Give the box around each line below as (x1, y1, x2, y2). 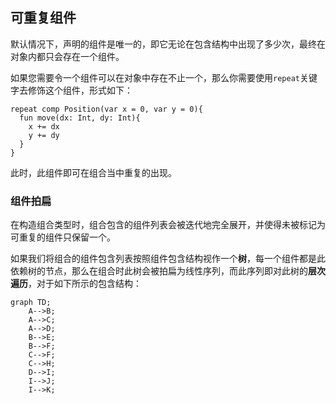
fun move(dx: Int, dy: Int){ (19, 113, 141, 123)
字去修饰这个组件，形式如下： (10, 84, 133, 96)
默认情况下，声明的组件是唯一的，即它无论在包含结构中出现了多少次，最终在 (10, 38, 326, 50)
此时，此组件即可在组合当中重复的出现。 (10, 166, 177, 178)
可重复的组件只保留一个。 (10, 231, 116, 243)
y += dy (28, 130, 60, 140)
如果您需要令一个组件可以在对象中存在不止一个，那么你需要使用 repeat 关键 (10, 71, 318, 83)
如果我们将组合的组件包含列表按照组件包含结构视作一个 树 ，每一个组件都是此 (10, 253, 326, 265)
